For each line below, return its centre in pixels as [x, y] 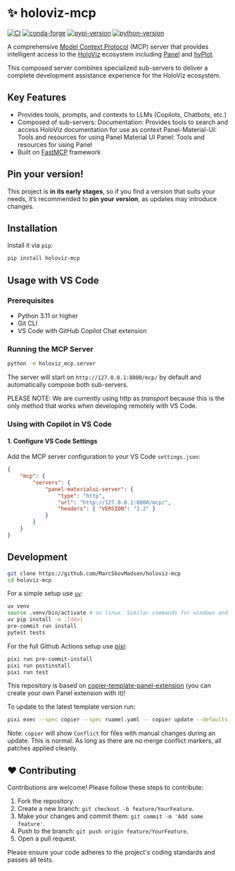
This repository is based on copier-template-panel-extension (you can [109, 685]
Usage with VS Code [53, 280]
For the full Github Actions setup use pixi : [67, 646]
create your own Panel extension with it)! [66, 693]
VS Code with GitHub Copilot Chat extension [82, 330]
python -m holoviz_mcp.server [52, 364]
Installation [32, 228]
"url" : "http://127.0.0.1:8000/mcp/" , [114, 503]
